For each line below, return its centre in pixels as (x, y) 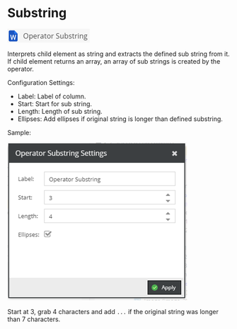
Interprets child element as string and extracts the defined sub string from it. (118, 54)
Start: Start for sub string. (55, 103)
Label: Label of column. (52, 96)
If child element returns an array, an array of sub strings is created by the (114, 61)
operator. (21, 69)
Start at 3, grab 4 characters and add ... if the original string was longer (113, 311)
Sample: (19, 132)
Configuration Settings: (41, 82)
